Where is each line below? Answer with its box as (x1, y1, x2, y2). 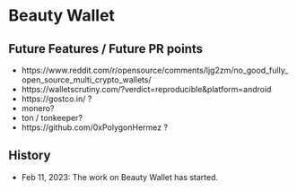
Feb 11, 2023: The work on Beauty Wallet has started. (21, 171, 219, 182)
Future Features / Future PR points (8, 41, 204, 56)
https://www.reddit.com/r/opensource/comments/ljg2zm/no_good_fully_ (21, 65, 289, 75)
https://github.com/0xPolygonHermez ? (21, 122, 168, 133)
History (8, 148, 51, 163)
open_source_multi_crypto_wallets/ (21, 74, 152, 85)
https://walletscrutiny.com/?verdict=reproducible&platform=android (21, 84, 272, 94)
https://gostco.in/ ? (21, 93, 92, 104)
